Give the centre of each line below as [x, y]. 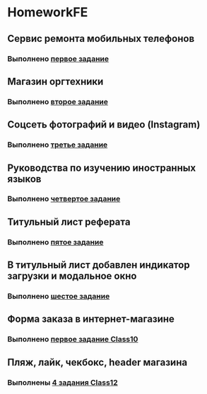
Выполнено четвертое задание [64, 199]
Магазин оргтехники [55, 81]
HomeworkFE [48, 12]
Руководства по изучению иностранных [102, 168]
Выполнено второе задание [58, 101]
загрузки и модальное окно [72, 276]
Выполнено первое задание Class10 [73, 339]
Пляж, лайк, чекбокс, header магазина [97, 362]
